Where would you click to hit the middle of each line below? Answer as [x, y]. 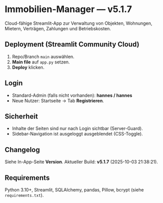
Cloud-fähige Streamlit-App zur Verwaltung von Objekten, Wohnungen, [78, 23]
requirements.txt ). [24, 195]
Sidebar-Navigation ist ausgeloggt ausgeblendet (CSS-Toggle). [77, 134]
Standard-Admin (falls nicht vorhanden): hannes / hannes [72, 95]
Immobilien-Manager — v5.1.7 [68, 9]
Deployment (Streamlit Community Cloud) [72, 45]
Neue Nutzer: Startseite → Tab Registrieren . [58, 100]
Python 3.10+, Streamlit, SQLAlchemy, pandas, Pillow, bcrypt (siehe [74, 190]
